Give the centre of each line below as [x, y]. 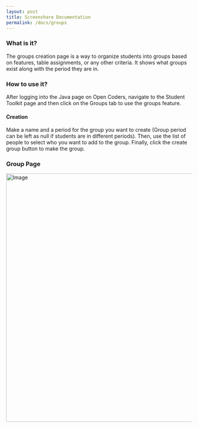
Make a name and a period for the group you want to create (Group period [96, 130]
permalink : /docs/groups [37, 22]
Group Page [23, 164]
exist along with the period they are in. [52, 69]
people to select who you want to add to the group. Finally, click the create [97, 142]
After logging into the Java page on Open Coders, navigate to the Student [95, 97]
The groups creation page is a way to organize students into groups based [97, 56]
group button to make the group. [46, 149]
